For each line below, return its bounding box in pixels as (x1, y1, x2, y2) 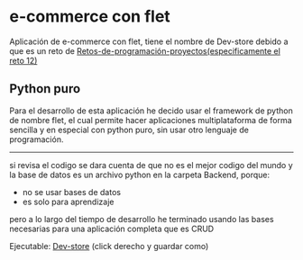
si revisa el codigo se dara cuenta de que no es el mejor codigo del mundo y (9, 159, 293, 170)
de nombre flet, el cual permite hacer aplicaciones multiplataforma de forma (9, 114, 292, 125)
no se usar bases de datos (22, 186, 122, 197)
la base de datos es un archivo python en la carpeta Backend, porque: (9, 169, 271, 180)
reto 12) (9, 55, 38, 66)
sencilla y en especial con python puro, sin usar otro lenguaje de (9, 124, 250, 135)
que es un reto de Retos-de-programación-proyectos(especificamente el (9, 45, 281, 56)
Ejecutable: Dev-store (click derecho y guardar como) (9, 240, 209, 251)
